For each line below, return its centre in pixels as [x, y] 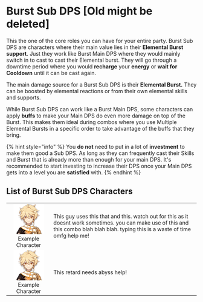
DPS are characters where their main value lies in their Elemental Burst [95, 47]
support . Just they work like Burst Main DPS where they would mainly [93, 53]
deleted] [28, 24]
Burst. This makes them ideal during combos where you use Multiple [92, 122]
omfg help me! [71, 235]
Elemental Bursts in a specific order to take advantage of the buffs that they [100, 128]
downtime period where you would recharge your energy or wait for [92, 66]
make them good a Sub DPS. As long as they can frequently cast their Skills [100, 153]
